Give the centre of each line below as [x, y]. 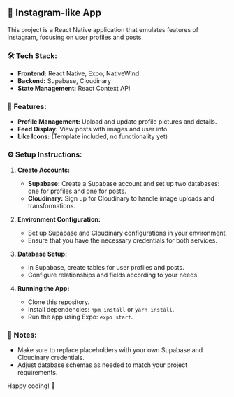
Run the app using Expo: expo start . [80, 317]
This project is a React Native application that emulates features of [103, 29]
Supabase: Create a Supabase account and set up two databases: [124, 183]
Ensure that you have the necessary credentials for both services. [123, 240]
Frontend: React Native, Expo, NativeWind [78, 73]
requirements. [37, 372]
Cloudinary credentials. [51, 358]
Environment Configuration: [59, 219]
